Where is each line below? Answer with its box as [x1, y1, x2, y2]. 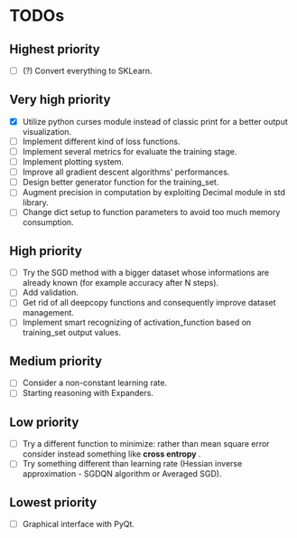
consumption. [22, 217, 74, 228]
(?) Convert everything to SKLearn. [22, 65, 153, 76]
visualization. [22, 126, 72, 137]
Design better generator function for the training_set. [22, 177, 219, 188]
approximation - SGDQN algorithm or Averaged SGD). [22, 468, 222, 479]
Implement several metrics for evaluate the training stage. [22, 146, 237, 156]
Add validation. [22, 287, 79, 298]
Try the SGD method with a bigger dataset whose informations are [22, 268, 269, 278]
